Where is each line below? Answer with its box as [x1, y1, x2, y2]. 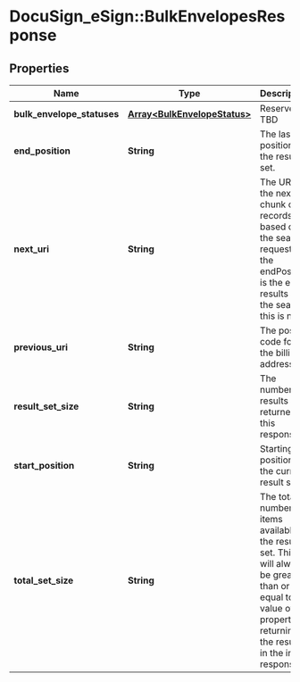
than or [260, 580, 290, 592]
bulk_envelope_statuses [13, 108, 120, 120]
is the [260, 277, 283, 288]
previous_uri [13, 341, 69, 353]
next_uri [13, 243, 50, 255]
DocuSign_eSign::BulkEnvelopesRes [9, 6, 286, 27]
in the [260, 647, 284, 659]
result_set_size [13, 400, 79, 412]
